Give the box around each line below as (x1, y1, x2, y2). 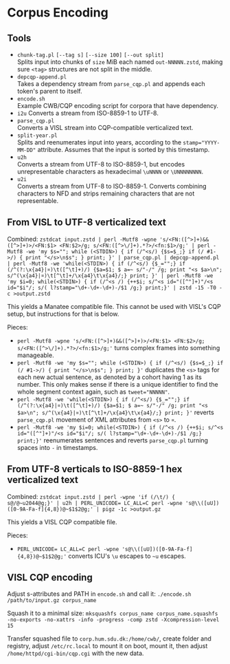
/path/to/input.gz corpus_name (7, 597, 97, 604)
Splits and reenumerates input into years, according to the (16, 138, 182, 146)
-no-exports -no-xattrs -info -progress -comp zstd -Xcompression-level (7, 617, 220, 623)
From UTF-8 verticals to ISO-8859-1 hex (7, 463, 183, 475)
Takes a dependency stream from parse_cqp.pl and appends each (16, 80, 206, 87)
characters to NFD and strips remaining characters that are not (16, 189, 195, 197)
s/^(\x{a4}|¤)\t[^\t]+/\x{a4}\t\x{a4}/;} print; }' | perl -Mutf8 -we (7, 272, 214, 279)
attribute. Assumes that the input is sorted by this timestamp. (37, 146, 210, 153)
